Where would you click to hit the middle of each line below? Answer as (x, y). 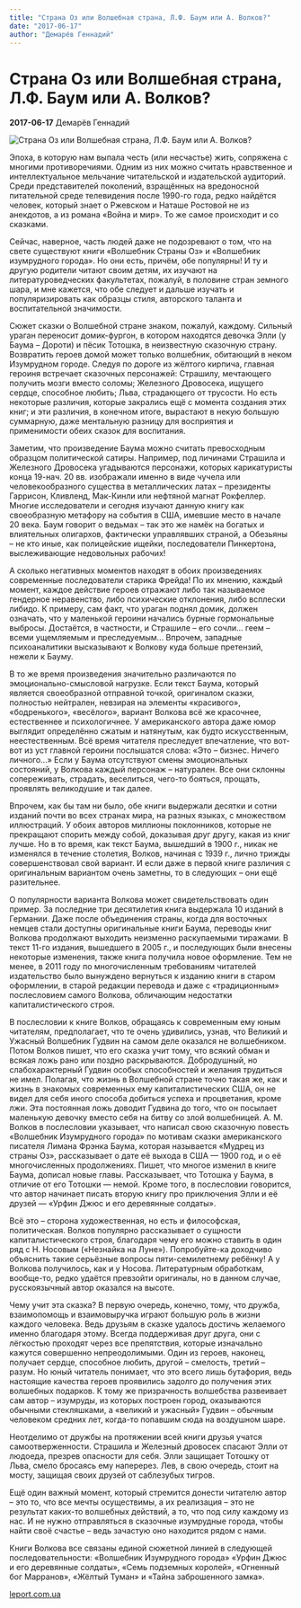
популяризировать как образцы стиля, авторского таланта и (126, 299)
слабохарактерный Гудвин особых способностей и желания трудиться (146, 1070)
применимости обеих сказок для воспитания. (97, 431)
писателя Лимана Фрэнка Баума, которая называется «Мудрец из (137, 1146)
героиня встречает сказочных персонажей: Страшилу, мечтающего (141, 374)
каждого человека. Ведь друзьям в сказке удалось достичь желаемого (147, 1324)
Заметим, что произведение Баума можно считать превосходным (137, 448)
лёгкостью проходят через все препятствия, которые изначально (136, 1343)
